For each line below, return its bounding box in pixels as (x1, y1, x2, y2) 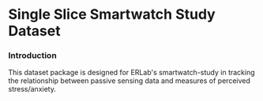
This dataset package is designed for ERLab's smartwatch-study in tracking (8, 68, 255, 78)
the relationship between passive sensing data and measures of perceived (8, 76, 251, 85)
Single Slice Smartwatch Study (8, 5, 216, 23)
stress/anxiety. (8, 85, 57, 94)
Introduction (8, 50, 57, 61)
